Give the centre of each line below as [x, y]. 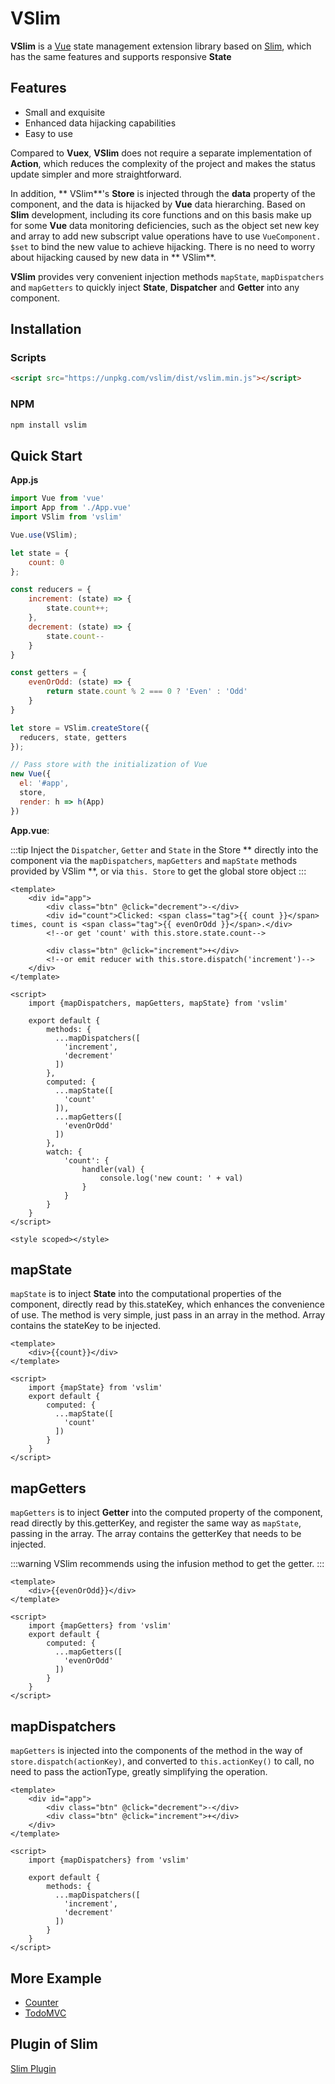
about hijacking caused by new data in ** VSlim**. [113, 257]
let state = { [40, 553]
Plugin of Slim [54, 2044]
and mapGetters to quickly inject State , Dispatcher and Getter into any [155, 287]
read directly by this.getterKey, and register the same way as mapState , [156, 1523]
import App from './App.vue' [71, 508]
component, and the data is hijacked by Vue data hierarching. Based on [158, 204]
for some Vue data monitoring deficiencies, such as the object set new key [165, 225]
